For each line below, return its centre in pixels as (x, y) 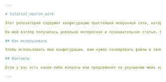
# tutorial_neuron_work (30, 14)
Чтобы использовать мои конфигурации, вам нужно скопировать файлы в (78, 50)
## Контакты (17, 59)
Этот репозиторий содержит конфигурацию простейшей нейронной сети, (77, 23)
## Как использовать (26, 41)
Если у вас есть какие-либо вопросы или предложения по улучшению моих (80, 68)
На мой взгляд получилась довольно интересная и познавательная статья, (82, 32)
